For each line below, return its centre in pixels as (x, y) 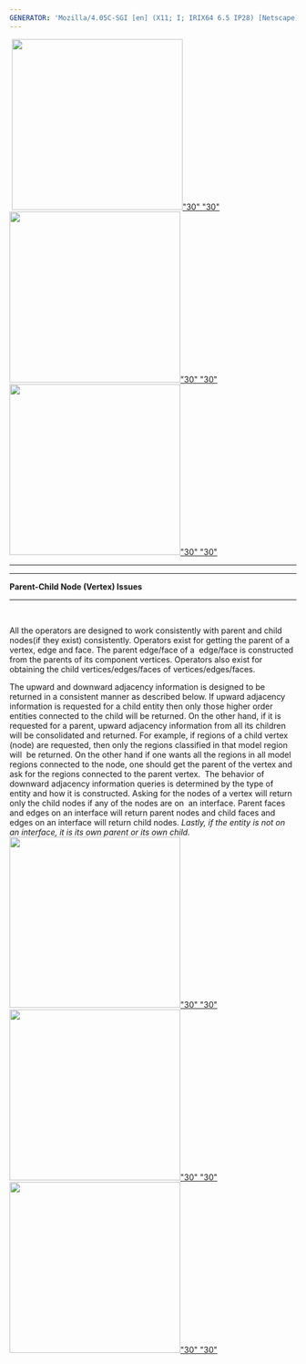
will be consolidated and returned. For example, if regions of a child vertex (149, 735)
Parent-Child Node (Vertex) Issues (76, 586)
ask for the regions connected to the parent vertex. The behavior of (137, 774)
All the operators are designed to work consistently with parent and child (146, 631)
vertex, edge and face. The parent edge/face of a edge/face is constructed (152, 650)
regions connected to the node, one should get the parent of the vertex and (151, 764)
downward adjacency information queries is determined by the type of (142, 784)
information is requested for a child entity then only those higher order (141, 706)
